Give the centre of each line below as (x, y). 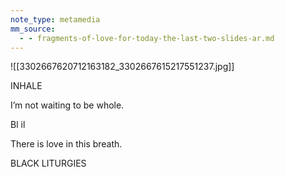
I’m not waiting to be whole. (67, 105)
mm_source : (33, 29)
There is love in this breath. (66, 144)
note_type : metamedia (55, 19)
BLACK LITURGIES (48, 163)
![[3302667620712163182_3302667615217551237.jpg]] (122, 67)
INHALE (26, 86)
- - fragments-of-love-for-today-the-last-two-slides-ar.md (147, 38)
